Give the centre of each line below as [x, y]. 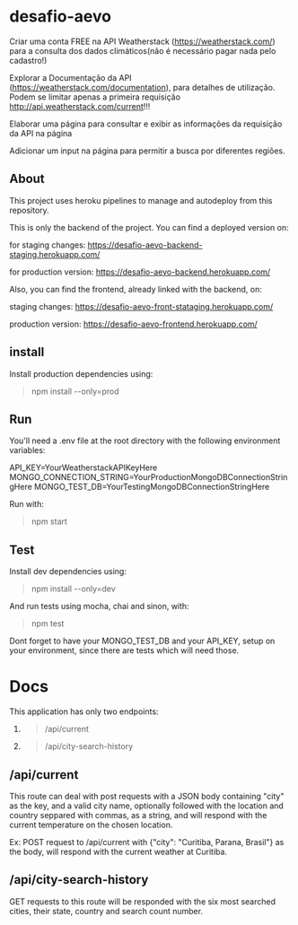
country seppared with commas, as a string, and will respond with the [138, 815]
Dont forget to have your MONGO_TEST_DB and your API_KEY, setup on [142, 641]
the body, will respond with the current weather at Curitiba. [118, 851]
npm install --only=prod [75, 391]
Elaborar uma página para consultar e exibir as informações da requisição [146, 124]
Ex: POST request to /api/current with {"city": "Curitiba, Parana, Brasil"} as [147, 842]
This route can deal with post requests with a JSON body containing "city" [147, 796]
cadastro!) [28, 60]
